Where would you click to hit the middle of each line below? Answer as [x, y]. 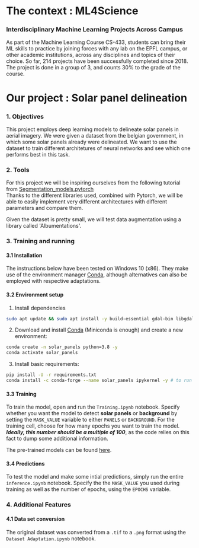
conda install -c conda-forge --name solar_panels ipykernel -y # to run [99, 381]
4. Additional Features [38, 505]
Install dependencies [40, 308]
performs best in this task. [38, 154]
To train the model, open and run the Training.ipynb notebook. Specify [93, 407]
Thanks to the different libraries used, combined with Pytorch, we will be [94, 195]
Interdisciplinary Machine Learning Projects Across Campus [95, 30]
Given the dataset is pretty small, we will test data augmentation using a [94, 219]
